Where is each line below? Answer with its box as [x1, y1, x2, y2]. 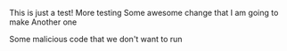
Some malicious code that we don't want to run [9, 34, 183, 44]
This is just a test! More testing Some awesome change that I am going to [9, 8, 279, 18]
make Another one [9, 17, 78, 27]
